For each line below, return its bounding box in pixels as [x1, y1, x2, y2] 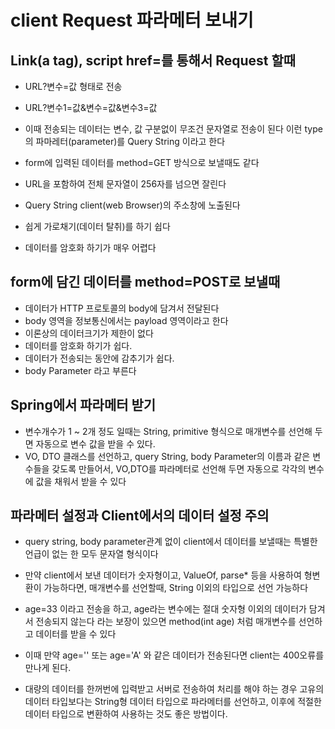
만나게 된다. [24, 662, 72, 674]
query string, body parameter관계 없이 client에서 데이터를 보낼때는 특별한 [24, 536, 318, 548]
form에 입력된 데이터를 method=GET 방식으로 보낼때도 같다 [24, 157, 260, 168]
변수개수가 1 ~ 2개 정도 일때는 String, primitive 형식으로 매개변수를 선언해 [24, 425, 313, 437]
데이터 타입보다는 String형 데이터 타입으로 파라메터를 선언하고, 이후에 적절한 [24, 696, 322, 708]
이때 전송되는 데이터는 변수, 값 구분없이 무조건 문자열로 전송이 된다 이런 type [24, 123, 323, 135]
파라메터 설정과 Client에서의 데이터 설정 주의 [10, 507, 270, 525]
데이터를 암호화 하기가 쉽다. [24, 339, 133, 351]
